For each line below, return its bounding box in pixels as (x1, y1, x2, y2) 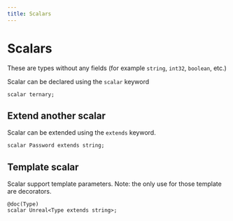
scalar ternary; (7, 91, 55, 98)
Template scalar (7, 161, 79, 173)
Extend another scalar (7, 109, 106, 121)
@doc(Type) (7, 201, 39, 208)
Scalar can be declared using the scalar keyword (7, 77, 150, 86)
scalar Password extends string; (7, 142, 105, 149)
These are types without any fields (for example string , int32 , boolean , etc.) (7, 64, 227, 72)
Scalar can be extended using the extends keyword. (7, 128, 156, 137)
